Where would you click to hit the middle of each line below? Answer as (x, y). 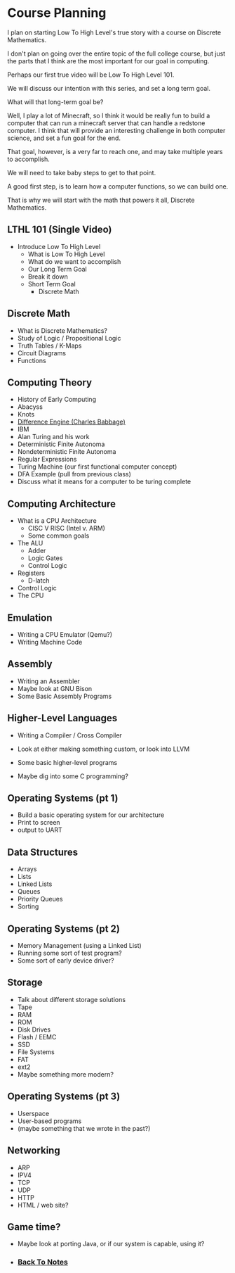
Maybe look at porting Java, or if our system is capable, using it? (111, 1244)
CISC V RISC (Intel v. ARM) (66, 528)
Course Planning (57, 13)
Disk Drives (34, 1030)
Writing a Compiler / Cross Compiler (70, 735)
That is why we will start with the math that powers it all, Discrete (101, 200)
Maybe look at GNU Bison (55, 688)
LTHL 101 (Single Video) (60, 230)
